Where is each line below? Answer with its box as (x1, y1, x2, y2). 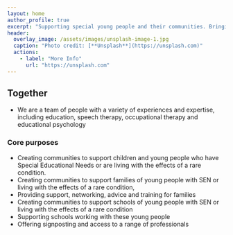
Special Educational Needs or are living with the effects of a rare (17, 161, 202, 169)
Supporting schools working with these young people (17, 212, 171, 220)
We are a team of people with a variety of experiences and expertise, (17, 105, 215, 114)
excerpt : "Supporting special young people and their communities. (7, 23, 207, 30)
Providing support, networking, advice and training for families (17, 190, 196, 198)
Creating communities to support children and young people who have (17, 153, 219, 162)
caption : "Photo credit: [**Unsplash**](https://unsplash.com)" (13, 42, 203, 49)
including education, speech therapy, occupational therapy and (17, 113, 198, 121)
